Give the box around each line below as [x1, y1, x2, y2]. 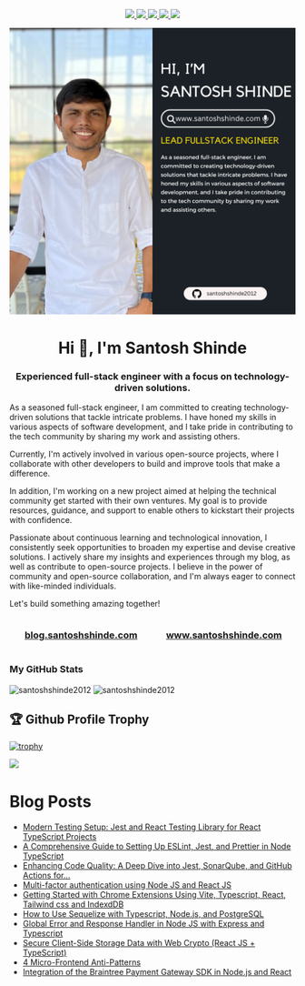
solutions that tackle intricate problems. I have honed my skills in [34, 412, 277, 423]
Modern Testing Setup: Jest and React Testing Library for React [22, 821, 261, 832]
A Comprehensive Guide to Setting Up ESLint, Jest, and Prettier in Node [22, 840, 291, 851]
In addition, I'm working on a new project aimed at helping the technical [9, 486, 277, 497]
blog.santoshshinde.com [24, 629, 138, 641]
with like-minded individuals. [9, 580, 116, 591]
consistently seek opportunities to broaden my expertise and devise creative [9, 542, 296, 553]
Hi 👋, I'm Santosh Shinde [57, 337, 248, 358]
